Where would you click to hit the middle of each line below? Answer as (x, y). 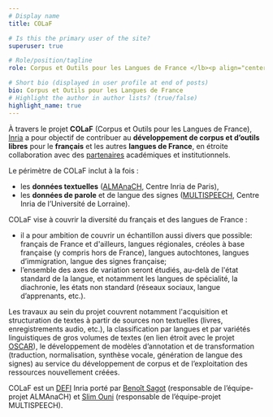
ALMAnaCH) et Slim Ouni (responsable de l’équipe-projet (125, 397)
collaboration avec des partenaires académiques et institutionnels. (119, 155)
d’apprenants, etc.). (53, 296)
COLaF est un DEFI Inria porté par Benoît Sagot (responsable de (115, 388)
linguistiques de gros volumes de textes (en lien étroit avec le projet (121, 337)
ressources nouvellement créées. (64, 372)
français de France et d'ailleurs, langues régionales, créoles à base (132, 244)
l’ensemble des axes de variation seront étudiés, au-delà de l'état (129, 270)
